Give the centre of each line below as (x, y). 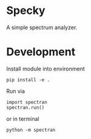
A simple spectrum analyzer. (42, 27)
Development (41, 52)
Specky (26, 11)
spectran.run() (25, 107)
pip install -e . (28, 80)
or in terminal (23, 118)
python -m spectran (31, 130)
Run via (16, 91)
